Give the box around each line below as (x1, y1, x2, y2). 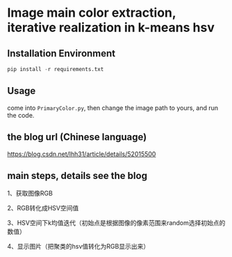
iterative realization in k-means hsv (7, 20, 215, 36)
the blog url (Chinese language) (7, 131, 147, 143)
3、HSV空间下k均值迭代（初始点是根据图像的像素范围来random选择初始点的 (7, 219, 226, 227)
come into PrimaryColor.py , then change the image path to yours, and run (7, 103, 219, 112)
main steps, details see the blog (7, 169, 148, 182)
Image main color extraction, (7, 5, 176, 21)
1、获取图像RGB (7, 189, 53, 198)
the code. (7, 111, 35, 119)
